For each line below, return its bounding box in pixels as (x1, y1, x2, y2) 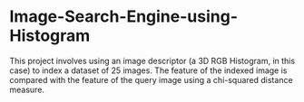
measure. (9, 84, 45, 95)
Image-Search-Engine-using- (9, 6, 239, 27)
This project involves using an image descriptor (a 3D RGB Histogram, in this (9, 55, 296, 66)
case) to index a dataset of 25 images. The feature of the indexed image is (9, 65, 288, 76)
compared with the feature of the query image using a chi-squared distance (9, 74, 293, 85)
